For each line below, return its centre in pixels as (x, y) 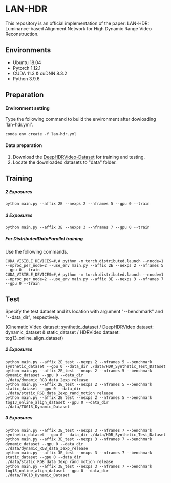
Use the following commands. (37, 251)
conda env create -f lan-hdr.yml (41, 134)
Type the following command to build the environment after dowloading (81, 119)
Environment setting (27, 108)
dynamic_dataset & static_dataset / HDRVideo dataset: (63, 332)
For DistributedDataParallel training (44, 239)
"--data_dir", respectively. (33, 317)
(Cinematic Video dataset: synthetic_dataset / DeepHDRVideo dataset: (79, 327)
